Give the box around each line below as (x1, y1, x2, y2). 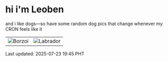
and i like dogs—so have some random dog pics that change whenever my (5, 20, 163, 27)
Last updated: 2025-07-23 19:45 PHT (5, 50, 85, 57)
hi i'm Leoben (5, 4, 64, 15)
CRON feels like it (5, 26, 43, 32)
